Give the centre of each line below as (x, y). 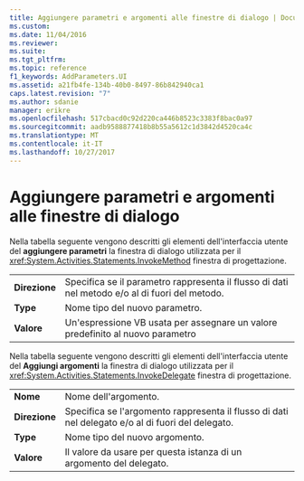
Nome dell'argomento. (112, 396)
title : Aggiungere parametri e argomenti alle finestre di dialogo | (143, 18)
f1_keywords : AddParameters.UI (68, 77)
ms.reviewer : (34, 43)
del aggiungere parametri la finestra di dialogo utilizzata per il (125, 250)
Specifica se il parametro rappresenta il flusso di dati (176, 281)
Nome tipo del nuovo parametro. (133, 307)
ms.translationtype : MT (54, 136)
